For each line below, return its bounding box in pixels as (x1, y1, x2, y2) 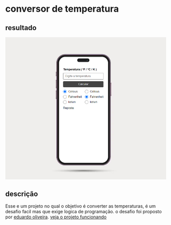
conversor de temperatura (5, 3, 119, 15)
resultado (5, 23, 37, 32)
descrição (5, 189, 38, 198)
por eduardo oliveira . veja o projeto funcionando (5, 214, 107, 220)
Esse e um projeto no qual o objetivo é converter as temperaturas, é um (5, 203, 156, 209)
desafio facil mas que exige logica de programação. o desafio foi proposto (5, 209, 162, 215)
